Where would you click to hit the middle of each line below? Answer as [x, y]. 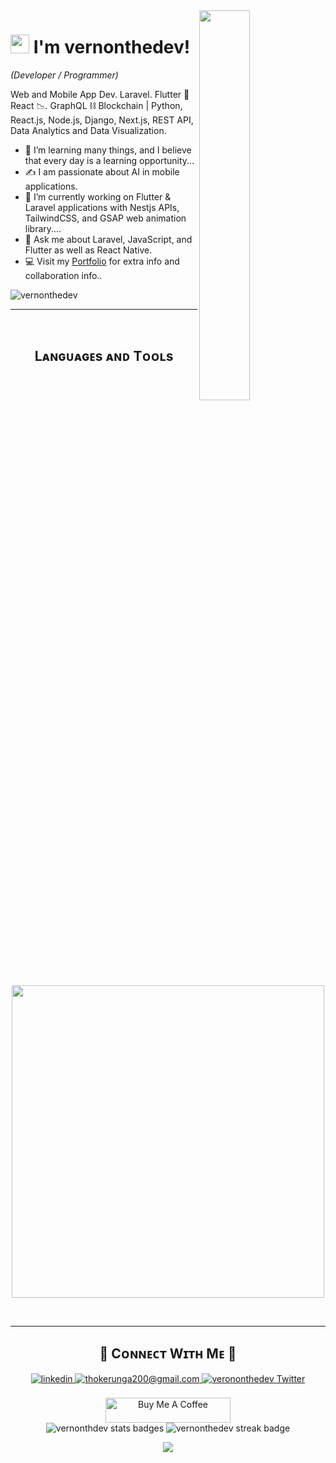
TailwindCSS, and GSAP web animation [105, 218]
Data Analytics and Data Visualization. [88, 130]
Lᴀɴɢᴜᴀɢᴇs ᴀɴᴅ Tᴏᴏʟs [104, 356]
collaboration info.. [63, 275]
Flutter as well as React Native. [88, 250]
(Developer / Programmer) [64, 75]
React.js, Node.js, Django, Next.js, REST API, [102, 120]
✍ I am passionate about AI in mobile [102, 171]
